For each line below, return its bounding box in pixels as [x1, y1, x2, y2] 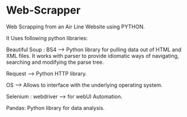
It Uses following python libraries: [6, 34, 88, 41]
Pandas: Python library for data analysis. [6, 104, 105, 111]
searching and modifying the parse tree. [6, 58, 104, 66]
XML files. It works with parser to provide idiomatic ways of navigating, [6, 52, 179, 59]
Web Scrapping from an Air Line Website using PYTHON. [6, 23, 145, 30]
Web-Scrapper [6, 4, 81, 17]
